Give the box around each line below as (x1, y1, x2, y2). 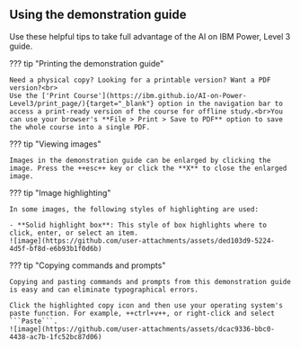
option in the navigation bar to (157, 99, 283, 108)
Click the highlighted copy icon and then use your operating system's (9, 300, 283, 309)
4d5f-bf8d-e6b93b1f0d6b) (9, 244, 102, 253)
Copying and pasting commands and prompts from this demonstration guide (9, 277, 292, 286)
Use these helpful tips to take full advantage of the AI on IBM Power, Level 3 (9, 31, 291, 41)
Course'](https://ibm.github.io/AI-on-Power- (73, 91, 247, 100)
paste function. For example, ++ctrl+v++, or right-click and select (9, 309, 276, 318)
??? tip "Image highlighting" (9, 187, 111, 198)
